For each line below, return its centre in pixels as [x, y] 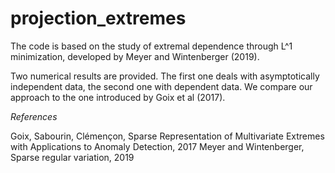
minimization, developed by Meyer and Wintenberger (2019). [135, 56]
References [34, 116]
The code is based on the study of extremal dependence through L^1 [151, 46]
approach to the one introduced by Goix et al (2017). [118, 97]
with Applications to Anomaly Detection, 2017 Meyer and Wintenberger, [157, 146]
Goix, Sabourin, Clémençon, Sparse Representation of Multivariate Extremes [167, 136]
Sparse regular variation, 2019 [72, 157]
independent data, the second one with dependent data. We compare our [161, 86]
